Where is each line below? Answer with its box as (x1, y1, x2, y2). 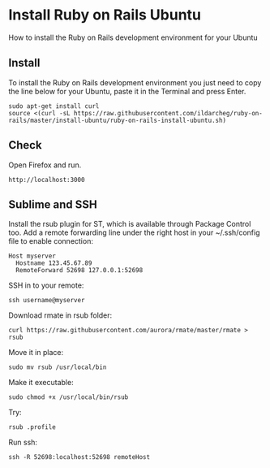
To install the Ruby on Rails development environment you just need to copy (8, 77, 262, 87)
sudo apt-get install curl (8, 102, 100, 110)
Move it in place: (8, 348, 63, 357)
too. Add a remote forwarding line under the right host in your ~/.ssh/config (8, 227, 260, 237)
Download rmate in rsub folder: (8, 310, 113, 320)
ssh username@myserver (8, 297, 85, 305)
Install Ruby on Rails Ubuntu (8, 6, 201, 24)
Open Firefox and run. (8, 160, 82, 170)
